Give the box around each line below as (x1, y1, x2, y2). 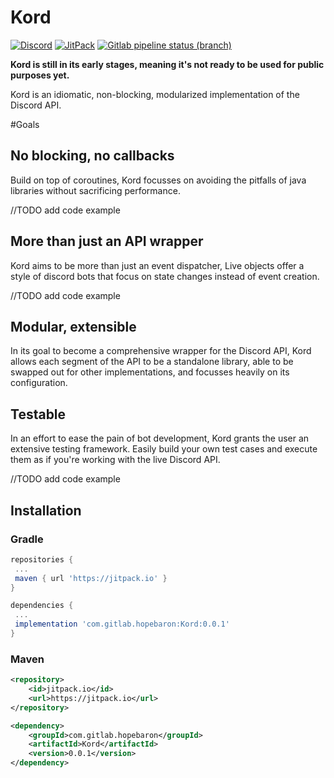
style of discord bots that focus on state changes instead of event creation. (10, 270, 320, 282)
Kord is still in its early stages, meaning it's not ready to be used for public (10, 58, 325, 70)
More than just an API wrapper (10, 233, 204, 250)
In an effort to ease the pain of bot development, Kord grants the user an (10, 432, 310, 445)
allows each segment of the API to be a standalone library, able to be (10, 356, 294, 368)
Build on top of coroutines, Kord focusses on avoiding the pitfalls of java (10, 174, 307, 186)
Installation (10, 502, 82, 519)
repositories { (10, 554, 74, 565)
